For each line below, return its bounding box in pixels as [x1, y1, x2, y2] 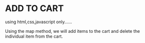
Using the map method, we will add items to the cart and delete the [5, 28, 140, 34]
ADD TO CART [5, 3, 64, 14]
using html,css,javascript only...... [5, 19, 72, 25]
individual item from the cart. [5, 33, 63, 39]
